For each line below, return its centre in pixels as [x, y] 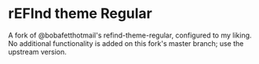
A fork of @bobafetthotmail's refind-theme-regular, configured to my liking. [130, 35]
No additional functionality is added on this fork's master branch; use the [126, 43]
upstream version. [37, 52]
